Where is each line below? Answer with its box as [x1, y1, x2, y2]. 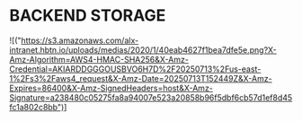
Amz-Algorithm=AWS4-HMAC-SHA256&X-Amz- [9, 54, 189, 65]
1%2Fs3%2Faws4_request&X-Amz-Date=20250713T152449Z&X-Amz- [9, 73, 272, 83]
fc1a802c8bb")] [9, 101, 67, 112]
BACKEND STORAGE [9, 5, 166, 26]
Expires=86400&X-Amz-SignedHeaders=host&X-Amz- [9, 82, 214, 93]
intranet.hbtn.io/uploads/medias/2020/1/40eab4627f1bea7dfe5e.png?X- [9, 44, 277, 55]
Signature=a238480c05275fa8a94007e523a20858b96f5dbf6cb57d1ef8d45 [9, 91, 293, 103]
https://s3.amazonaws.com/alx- [21, 35, 139, 46]
